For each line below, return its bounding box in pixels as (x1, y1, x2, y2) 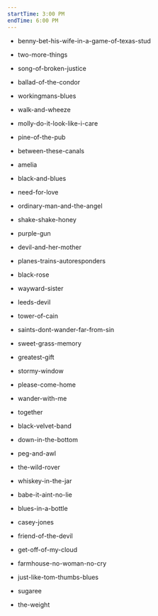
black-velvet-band (17, 422, 72, 430)
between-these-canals (17, 146, 85, 155)
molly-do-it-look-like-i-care (17, 119, 98, 128)
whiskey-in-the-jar (17, 476, 72, 485)
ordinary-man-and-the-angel (17, 202, 103, 210)
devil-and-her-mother (17, 243, 82, 251)
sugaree (17, 586, 43, 595)
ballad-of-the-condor (17, 77, 81, 86)
